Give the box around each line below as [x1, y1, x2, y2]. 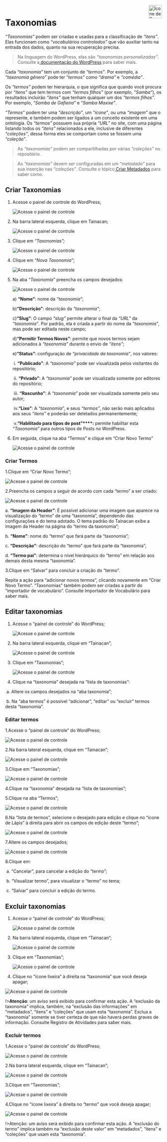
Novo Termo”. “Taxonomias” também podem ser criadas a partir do [5, 582, 143, 589]
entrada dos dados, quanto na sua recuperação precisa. [5, 44, 120, 50]
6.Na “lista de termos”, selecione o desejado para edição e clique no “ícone [5, 815, 160, 821]
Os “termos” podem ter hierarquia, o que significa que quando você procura [5, 83, 162, 89]
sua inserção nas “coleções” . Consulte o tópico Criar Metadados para [17, 166, 161, 172]
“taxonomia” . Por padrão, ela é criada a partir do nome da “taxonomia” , [12, 320, 160, 326]
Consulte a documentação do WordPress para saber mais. [17, 59, 137, 65]
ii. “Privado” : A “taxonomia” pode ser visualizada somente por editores [13, 375, 161, 381]
